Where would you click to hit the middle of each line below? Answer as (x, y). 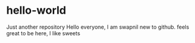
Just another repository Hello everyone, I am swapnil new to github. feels (98, 27)
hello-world (36, 10)
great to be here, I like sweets (43, 33)
